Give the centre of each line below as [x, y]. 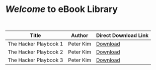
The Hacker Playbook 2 [35, 52]
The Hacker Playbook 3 [35, 60]
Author [80, 35]
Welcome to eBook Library [62, 9]
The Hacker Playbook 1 [35, 43]
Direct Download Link [122, 35]
